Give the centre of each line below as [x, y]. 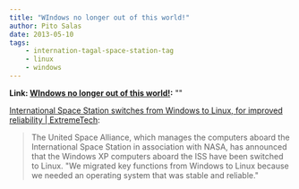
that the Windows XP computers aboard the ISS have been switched [157, 156]
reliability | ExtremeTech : [55, 120]
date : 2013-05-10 [42, 34]
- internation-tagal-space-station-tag [100, 51]
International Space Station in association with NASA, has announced [159, 146]
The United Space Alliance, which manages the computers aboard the [160, 137]
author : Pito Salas [46, 26]
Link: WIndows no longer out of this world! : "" [96, 93]
